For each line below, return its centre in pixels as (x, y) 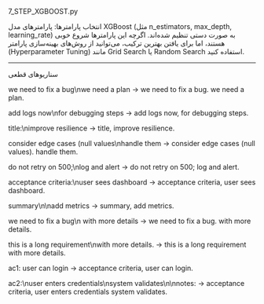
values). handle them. (43, 152)
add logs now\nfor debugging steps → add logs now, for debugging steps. (128, 113)
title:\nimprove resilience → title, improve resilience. (92, 128)
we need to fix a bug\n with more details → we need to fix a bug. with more (130, 221)
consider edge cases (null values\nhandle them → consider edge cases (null (132, 143)
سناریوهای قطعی (33, 74)
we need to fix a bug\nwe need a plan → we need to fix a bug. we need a (126, 89)
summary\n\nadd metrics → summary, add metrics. (91, 206)
